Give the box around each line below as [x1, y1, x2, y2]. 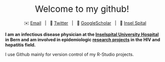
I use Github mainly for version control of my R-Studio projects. [5, 51, 134, 57]
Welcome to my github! [35, 3, 129, 15]
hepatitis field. [5, 42, 36, 48]
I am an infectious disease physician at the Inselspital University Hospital [5, 31, 159, 37]
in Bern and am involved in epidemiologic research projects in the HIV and [5, 36, 160, 42]
